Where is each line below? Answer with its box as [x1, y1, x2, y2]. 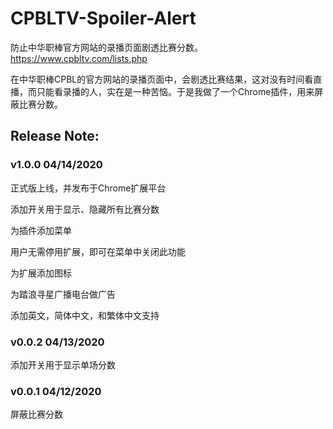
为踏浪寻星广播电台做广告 [10, 288, 116, 300]
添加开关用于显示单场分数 [10, 358, 116, 371]
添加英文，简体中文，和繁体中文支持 [10, 309, 160, 321]
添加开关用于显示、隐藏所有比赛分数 [10, 203, 160, 215]
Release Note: [10, 128, 100, 145]
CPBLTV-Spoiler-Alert [10, 7, 197, 30]
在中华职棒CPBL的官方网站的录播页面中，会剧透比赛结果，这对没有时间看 [10, 73, 314, 85]
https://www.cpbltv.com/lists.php [10, 52, 148, 64]
